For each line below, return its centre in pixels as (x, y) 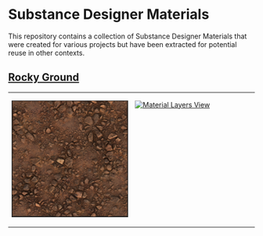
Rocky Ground (44, 77)
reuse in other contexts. (46, 53)
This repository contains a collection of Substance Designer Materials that (128, 36)
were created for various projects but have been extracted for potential (122, 44)
